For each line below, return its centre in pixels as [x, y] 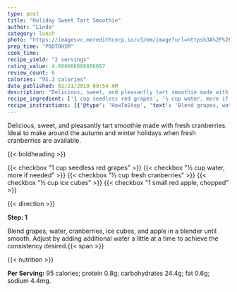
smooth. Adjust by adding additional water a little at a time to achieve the [113, 238]
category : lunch [31, 33]
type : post [23, 14]
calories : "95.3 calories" [47, 79]
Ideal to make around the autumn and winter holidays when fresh [102, 133]
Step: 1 [18, 217]
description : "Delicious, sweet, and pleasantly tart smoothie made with [118, 92]
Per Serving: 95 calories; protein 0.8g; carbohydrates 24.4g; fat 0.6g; [109, 273]
